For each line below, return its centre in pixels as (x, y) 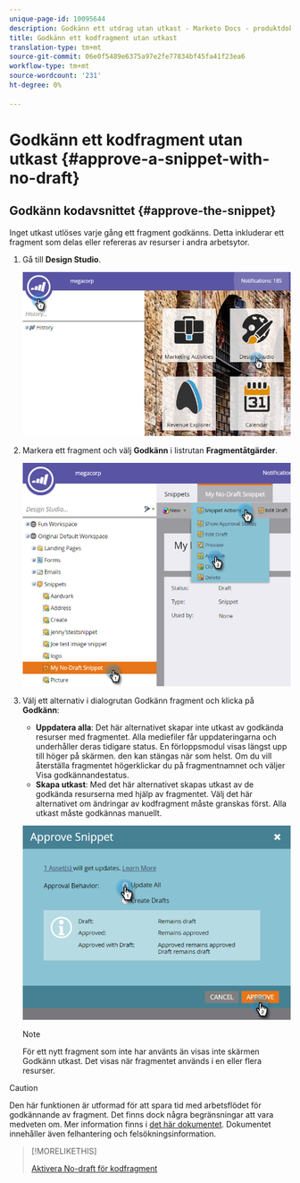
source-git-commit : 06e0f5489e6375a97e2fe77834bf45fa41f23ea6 (127, 57)
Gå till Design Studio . (61, 259)
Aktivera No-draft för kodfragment (94, 1169)
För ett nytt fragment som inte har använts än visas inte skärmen (141, 1051)
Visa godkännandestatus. (82, 775)
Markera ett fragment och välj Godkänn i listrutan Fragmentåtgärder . (150, 450)
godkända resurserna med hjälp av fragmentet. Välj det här (144, 793)
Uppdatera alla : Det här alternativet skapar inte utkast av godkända (159, 727)
